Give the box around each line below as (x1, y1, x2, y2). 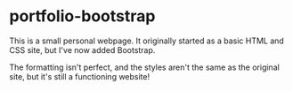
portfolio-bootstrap (9, 6, 156, 27)
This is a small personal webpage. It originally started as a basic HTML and (9, 35, 285, 46)
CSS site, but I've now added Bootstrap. (9, 44, 156, 55)
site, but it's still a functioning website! (9, 71, 150, 81)
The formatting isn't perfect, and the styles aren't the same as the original (9, 62, 281, 72)
